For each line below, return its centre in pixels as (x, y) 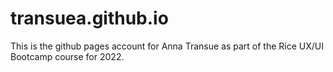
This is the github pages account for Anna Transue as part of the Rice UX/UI (167, 46)
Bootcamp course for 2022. (67, 56)
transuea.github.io (89, 18)
